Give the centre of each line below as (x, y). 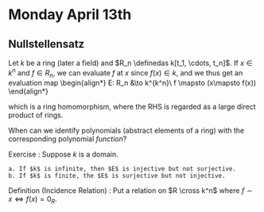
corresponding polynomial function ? (68, 139)
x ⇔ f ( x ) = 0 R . (33, 200)
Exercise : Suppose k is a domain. (64, 154)
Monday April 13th (70, 15)
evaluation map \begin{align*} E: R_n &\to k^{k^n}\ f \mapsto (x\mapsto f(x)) (132, 83)
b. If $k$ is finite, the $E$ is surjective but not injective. (117, 176)
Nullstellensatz (47, 44)
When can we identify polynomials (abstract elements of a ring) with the (126, 131)
